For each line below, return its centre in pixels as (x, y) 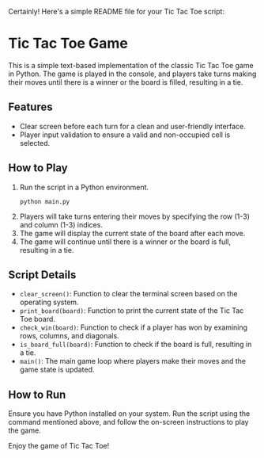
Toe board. (37, 319)
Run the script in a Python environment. (84, 187)
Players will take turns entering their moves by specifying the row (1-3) (135, 216)
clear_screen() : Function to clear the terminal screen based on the (128, 294)
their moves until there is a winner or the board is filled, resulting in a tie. (126, 82)
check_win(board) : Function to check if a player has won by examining (133, 327)
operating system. (49, 302)
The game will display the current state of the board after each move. (132, 233)
